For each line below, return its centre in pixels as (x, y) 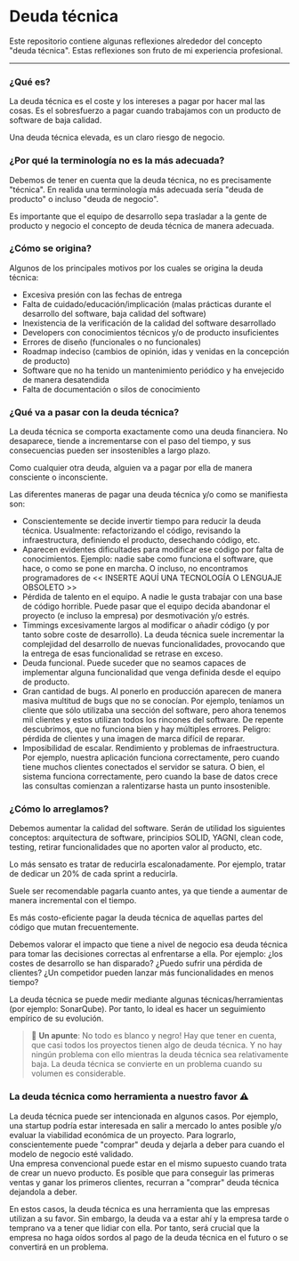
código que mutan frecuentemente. (74, 927)
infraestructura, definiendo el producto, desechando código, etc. (141, 540)
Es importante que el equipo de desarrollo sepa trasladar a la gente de (138, 216)
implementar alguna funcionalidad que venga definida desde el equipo (151, 673)
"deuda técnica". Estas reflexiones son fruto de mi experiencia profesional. (146, 50)
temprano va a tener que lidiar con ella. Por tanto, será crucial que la (134, 1228)
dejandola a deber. (44, 1192)
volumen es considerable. (78, 1073)
